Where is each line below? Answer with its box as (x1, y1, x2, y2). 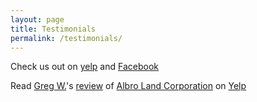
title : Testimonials (10, 24, 97, 34)
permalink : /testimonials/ (10, 33, 123, 43)
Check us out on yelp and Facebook (10, 61, 160, 73)
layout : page (10, 14, 65, 25)
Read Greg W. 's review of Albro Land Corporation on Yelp (10, 80, 247, 92)
